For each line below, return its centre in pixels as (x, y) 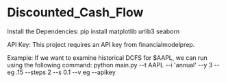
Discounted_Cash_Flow (75, 13)
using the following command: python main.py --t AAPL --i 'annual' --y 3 (110, 65)
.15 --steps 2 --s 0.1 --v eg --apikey (66, 72)
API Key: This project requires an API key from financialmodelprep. (101, 44)
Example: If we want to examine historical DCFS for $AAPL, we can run (107, 57)
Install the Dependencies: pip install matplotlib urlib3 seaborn (93, 31)
